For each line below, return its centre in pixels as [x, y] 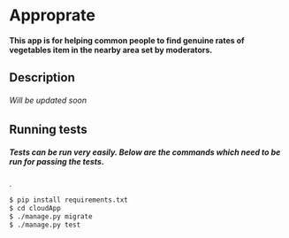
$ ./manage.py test [45, 225]
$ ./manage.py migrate [51, 217]
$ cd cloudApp [35, 209]
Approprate [52, 15]
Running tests [49, 130]
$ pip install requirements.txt [68, 200]
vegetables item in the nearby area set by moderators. [111, 50]
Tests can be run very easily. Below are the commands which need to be [145, 152]
